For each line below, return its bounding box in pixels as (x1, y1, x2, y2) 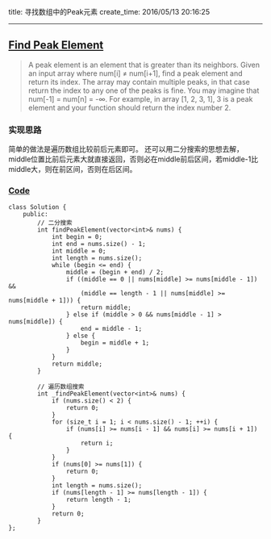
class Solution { (8, 203, 67, 211)
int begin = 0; (51, 233, 103, 241)
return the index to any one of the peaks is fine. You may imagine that (27, 86, 260, 95)
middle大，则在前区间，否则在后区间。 (8, 165, 137, 174)
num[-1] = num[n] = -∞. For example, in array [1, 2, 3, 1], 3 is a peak (27, 94, 253, 103)
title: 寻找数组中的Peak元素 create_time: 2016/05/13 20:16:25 (8, 7, 211, 16)
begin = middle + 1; (80, 339, 150, 347)
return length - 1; (65, 495, 131, 504)
